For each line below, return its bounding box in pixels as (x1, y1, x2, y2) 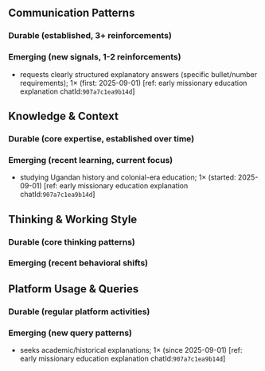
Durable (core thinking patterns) (8, 236, 135, 247)
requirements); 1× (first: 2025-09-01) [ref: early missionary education (19, 78, 247, 87)
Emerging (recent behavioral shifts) (8, 257, 149, 269)
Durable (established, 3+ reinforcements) (8, 30, 173, 41)
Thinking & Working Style (8, 212, 138, 226)
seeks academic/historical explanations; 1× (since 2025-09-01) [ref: (19, 346, 243, 355)
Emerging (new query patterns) (8, 327, 133, 338)
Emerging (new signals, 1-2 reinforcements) (8, 52, 181, 63)
